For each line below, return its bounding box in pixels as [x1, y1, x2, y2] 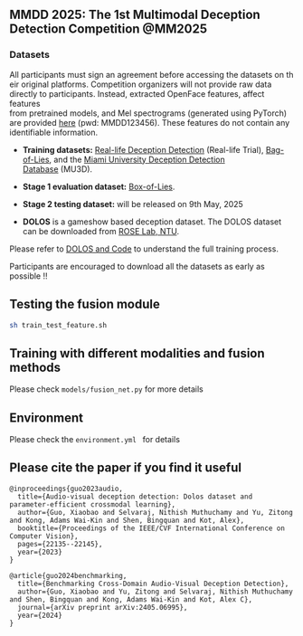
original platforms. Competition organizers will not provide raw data [21, 79, 272, 90]
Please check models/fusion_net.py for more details [9, 384, 204, 394]
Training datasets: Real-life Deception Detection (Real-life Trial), [22, 144, 264, 155]
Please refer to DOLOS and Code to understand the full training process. [9, 243, 279, 254]
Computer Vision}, [9, 531, 79, 541]
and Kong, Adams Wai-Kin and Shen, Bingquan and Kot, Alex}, [9, 516, 245, 525]
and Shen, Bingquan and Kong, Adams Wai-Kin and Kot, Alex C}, [9, 594, 253, 604]
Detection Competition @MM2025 [9, 22, 208, 37]
